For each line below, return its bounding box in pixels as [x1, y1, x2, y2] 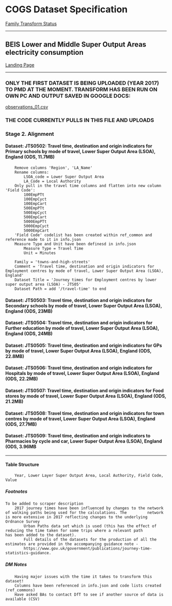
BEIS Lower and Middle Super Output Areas [5, 40, 147, 49]
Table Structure [5, 462, 39, 468]
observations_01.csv [5, 104, 49, 110]
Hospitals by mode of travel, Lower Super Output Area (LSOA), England [5, 370, 160, 377]
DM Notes [5, 561, 27, 567]
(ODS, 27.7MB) [5, 421, 37, 427]
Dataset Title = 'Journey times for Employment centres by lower [14, 278, 157, 283]
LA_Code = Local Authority [24, 179, 81, 184]
